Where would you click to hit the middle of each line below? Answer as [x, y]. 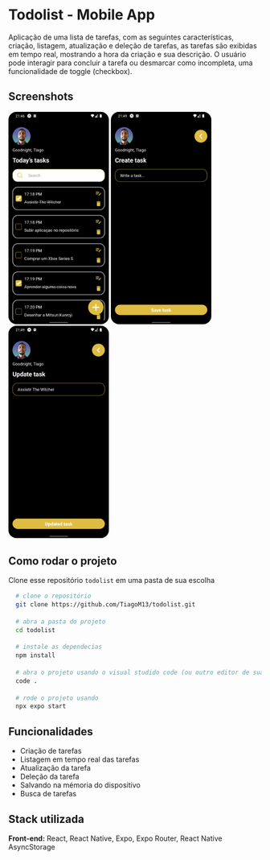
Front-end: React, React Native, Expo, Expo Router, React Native [115, 838]
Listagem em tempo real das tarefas [80, 759]
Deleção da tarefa [49, 777]
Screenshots [41, 97]
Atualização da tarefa [55, 768]
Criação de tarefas [51, 751]
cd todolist [36, 630]
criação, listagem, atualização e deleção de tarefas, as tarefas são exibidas [133, 45]
